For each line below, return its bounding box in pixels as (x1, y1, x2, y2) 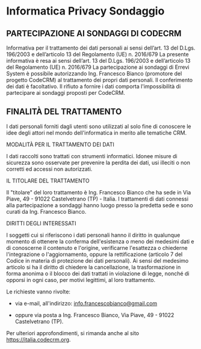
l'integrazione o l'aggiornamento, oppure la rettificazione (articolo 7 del (6, 251, 183, 258)
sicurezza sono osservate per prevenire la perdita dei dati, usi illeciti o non (6, 159, 191, 166)
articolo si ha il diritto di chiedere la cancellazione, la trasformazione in (6, 263, 181, 271)
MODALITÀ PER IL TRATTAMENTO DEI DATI (6, 141, 114, 148)
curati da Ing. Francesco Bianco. (6, 208, 87, 215)
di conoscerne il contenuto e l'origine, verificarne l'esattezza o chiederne (6, 244, 188, 251)
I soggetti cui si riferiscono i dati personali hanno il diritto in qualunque (6, 231, 181, 239)
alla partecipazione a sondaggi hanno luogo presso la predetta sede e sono (6, 201, 194, 209)
